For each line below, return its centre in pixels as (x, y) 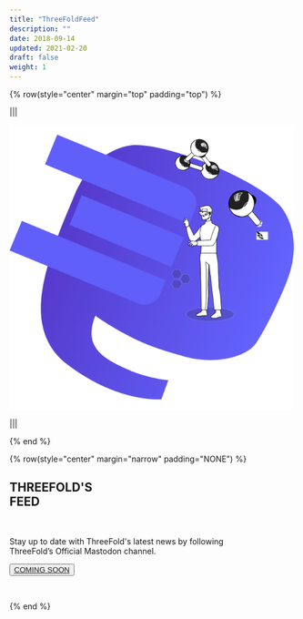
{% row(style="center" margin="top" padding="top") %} (116, 94)
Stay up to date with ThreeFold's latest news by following (117, 541)
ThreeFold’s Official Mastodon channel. (83, 551)
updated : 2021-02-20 (49, 48)
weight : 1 (28, 67)
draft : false (34, 58)
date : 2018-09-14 (42, 38)
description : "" (40, 29)
